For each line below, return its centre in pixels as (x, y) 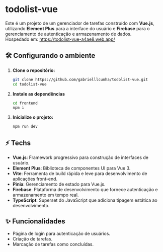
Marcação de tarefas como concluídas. (53, 244)
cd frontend (25, 103)
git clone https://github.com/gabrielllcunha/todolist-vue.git (80, 79)
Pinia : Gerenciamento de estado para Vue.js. (59, 184)
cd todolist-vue (29, 84)
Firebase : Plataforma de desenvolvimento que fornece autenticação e (85, 189)
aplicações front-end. (35, 179)
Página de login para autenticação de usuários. (61, 233)
